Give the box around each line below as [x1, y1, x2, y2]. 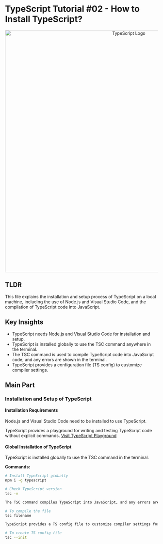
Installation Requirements [5, 407, 58, 413]
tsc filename [5, 513, 32, 518]
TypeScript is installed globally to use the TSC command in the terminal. [5, 454, 149, 461]
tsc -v [5, 491, 18, 496]
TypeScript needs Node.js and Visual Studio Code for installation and [12, 331, 150, 337]
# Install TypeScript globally [5, 473, 68, 478]
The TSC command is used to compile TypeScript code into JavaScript [12, 351, 154, 357]
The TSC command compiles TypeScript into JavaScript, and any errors [5, 500, 151, 505]
